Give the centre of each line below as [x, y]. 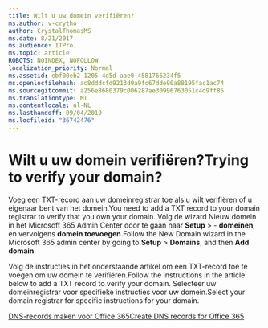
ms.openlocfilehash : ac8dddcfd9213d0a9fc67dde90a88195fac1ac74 [116, 83]
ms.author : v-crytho [43, 23]
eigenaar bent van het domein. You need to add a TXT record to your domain [134, 208]
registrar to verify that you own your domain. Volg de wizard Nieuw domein [132, 216]
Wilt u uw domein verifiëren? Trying [128, 160]
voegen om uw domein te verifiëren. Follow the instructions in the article [127, 275]
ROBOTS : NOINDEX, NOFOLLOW [53, 61]
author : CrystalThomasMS [50, 31]
